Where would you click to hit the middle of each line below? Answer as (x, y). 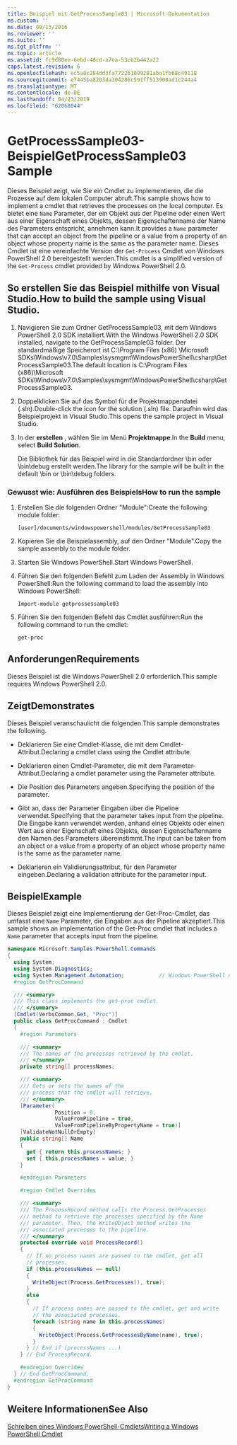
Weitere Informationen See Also (78, 1409)
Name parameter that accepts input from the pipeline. (83, 936)
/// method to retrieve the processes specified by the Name (111, 1216)
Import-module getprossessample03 (68, 604)
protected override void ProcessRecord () (81, 1243)
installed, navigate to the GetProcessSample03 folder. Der (102, 342)
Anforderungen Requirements (73, 659)
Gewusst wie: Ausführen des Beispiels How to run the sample (114, 492)
